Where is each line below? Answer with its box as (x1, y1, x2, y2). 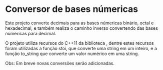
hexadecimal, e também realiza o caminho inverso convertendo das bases (5, 25, 158, 31)
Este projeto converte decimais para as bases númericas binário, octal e (5, 20, 154, 26)
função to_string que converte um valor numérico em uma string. (5, 51, 139, 57)
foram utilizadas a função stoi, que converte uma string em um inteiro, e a (5, 45, 157, 51)
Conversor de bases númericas (5, 3, 138, 15)
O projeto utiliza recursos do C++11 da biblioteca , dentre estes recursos (5, 40, 154, 46)
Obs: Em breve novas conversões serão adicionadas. (5, 60, 115, 66)
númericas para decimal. (5, 30, 56, 36)
